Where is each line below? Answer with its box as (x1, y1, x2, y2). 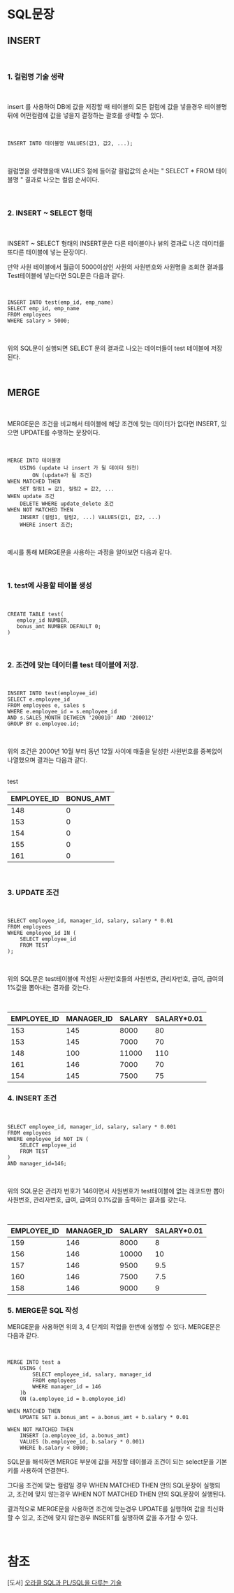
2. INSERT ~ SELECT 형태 (7, 208, 93, 218)
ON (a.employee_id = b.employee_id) (20, 1395, 127, 1402)
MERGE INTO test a (7, 1358, 61, 1366)
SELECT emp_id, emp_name (7, 305, 80, 312)
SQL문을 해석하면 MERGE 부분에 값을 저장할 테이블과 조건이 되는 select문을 (7, 1457, 214, 1466)
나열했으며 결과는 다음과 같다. (7, 756, 88, 764)
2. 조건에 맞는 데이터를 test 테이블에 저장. (7, 660, 139, 669)
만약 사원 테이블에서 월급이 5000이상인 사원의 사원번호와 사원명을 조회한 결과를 (7, 263, 224, 271)
